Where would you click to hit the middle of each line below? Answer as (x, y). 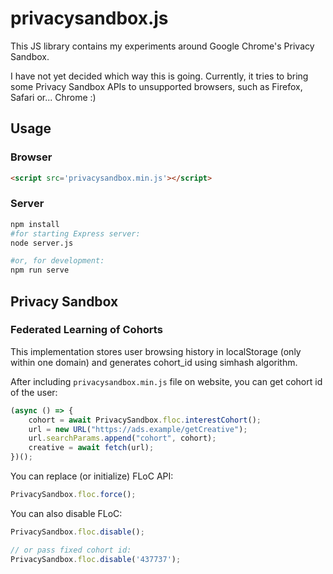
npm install (35, 224)
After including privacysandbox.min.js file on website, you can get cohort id (166, 381)
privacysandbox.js (89, 18)
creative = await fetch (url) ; (91, 448)
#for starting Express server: (75, 233)
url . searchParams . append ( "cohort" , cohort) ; (122, 438)
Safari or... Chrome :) (53, 97)
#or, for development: (57, 261)
